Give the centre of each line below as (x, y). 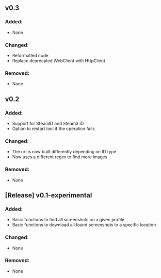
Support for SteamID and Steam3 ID (48, 123)
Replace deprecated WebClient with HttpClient (59, 61)
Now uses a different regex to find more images (60, 157)
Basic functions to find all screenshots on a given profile (68, 220)
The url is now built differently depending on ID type (64, 152)
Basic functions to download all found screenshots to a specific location (84, 225)
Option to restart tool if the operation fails (53, 129)
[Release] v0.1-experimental (48, 195)
